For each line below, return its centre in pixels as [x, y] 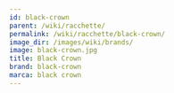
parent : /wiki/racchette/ [57, 26]
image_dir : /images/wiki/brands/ [71, 42]
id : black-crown [39, 17]
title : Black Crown [46, 58]
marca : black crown [46, 75]
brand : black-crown [46, 67]
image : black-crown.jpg [54, 50]
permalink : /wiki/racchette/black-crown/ [87, 34]
